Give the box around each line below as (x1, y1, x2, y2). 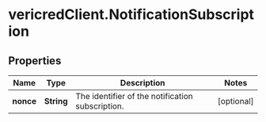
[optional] (217, 96, 254, 106)
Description (120, 78, 165, 88)
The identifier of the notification (75, 91, 193, 101)
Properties (8, 54, 62, 67)
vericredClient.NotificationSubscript (8, 6, 255, 24)
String (44, 96, 69, 106)
